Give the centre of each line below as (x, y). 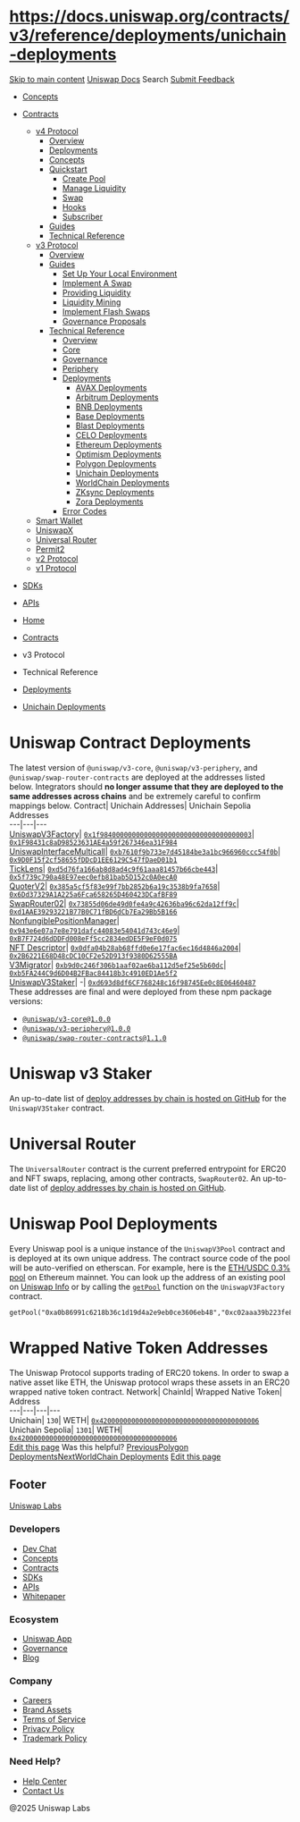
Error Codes (84, 510)
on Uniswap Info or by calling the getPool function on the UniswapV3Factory (147, 1286)
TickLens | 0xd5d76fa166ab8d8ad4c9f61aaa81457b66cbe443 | (114, 868)
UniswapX (54, 530)
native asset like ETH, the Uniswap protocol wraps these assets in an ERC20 (150, 1382)
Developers (35, 1529)
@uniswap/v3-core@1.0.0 (67, 1019)
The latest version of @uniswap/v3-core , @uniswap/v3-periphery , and (133, 767)
